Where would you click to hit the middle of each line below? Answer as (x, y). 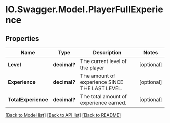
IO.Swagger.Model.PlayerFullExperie (84, 9)
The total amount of (104, 97)
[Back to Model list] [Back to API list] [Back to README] (63, 115)
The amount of (98, 76)
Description (107, 53)
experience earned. (103, 103)
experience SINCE (102, 82)
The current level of (104, 61)
